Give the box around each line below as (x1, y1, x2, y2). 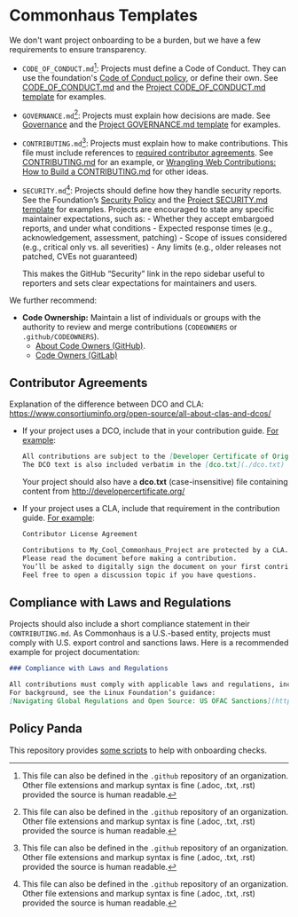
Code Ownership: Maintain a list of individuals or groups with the (21, 312, 262, 322)
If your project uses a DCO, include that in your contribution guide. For (21, 425, 279, 436)
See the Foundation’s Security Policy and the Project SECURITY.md (21, 194, 268, 205)
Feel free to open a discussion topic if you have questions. (21, 570, 257, 580)
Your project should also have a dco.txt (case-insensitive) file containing (21, 477, 288, 487)
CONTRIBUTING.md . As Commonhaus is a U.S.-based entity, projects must (9, 628, 271, 639)
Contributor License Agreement (21, 530, 138, 539)
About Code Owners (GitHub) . (35, 340, 146, 351)
